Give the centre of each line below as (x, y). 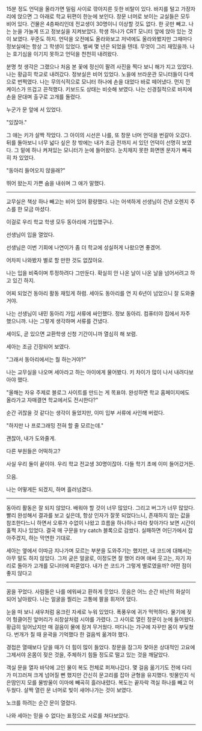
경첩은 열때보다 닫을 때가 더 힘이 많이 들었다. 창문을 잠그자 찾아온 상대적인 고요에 (101, 647)
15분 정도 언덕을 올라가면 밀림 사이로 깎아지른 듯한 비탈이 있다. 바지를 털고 (93, 9)
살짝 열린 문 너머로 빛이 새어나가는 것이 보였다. (78, 690)
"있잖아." (17, 122)
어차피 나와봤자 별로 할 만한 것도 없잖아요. (55, 260)
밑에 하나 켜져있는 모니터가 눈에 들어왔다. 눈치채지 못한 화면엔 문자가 (100, 150)
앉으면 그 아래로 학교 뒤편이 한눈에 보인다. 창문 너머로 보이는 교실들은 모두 (104, 16)
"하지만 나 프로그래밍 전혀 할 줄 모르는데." (55, 425)
